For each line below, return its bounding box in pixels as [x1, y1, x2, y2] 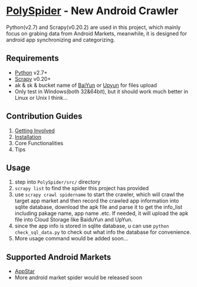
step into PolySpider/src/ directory [14, 178, 101, 185]
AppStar [14, 268, 35, 275]
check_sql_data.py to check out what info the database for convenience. [14, 229, 192, 236]
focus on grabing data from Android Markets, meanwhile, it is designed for [6, 30, 188, 37]
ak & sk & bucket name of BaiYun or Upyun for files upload [14, 81, 157, 89]
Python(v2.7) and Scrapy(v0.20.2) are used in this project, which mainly [6, 24, 181, 31]
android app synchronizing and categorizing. [6, 36, 115, 43]
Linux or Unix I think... [14, 94, 68, 101]
